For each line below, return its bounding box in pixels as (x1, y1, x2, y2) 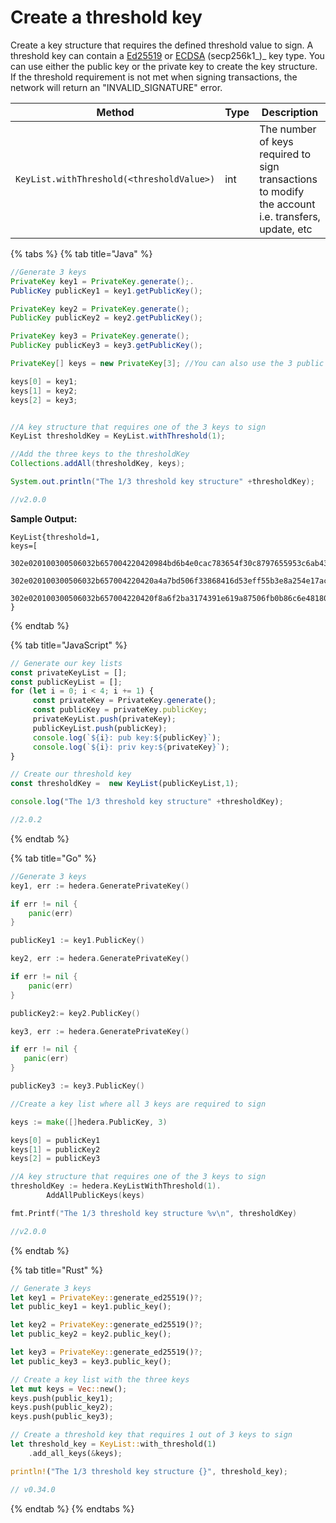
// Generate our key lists (10, 658, 123, 668)
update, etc (259, 222, 313, 236)
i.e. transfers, (259, 209, 321, 223)
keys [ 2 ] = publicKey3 (10, 1154, 101, 1164)
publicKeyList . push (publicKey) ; (32, 723, 168, 733)
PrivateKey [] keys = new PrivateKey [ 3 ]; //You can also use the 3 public (10, 359, 325, 369)
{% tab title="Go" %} (10, 852, 97, 864)
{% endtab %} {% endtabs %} (10, 1502, 135, 1515)
